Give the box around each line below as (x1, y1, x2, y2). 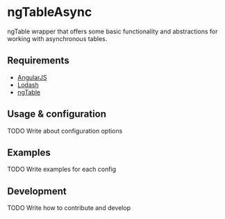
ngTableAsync (7, 4, 92, 20)
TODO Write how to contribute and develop (7, 204, 131, 212)
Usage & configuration (7, 108, 106, 120)
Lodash (17, 81, 40, 89)
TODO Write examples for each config (7, 165, 117, 174)
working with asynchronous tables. (7, 34, 108, 42)
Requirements (7, 55, 69, 67)
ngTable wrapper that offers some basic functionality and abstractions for (7, 27, 218, 35)
